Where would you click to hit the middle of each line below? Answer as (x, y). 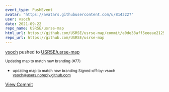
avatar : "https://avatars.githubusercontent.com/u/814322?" (70, 14)
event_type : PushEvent (29, 10)
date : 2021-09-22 (23, 24)
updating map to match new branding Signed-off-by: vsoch (64, 70)
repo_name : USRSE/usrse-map (35, 28)
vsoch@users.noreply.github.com (42, 75)
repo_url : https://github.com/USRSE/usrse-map (55, 38)
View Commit (19, 84)
